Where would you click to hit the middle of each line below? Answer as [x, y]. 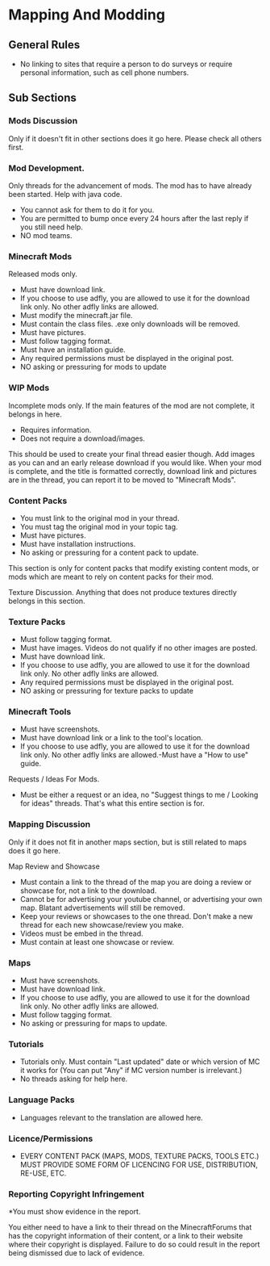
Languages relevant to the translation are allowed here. [111, 1117]
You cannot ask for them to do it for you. [87, 210]
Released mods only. [43, 274]
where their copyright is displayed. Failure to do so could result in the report [134, 1244]
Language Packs [42, 1100]
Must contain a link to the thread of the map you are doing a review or [136, 882]
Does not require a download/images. [82, 438]
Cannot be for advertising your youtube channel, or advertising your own [141, 899]
